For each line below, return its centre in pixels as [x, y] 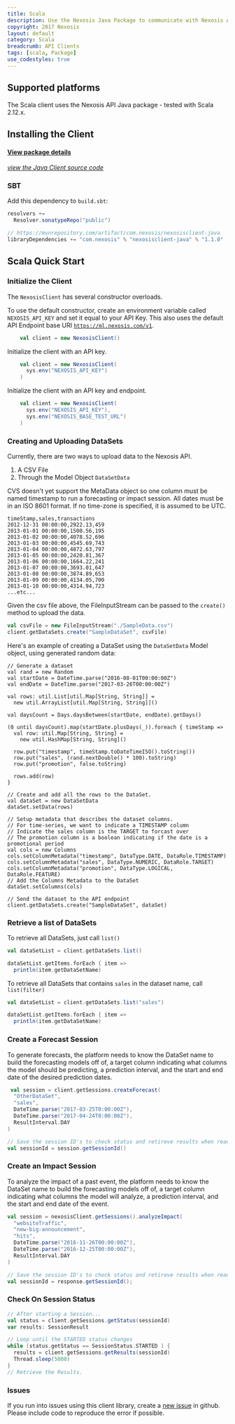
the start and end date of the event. [58, 1204]
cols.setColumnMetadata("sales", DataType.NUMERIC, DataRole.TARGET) [111, 862]
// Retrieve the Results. [45, 1372]
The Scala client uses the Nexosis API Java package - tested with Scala [111, 104]
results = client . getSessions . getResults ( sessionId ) [92, 1353]
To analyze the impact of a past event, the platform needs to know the [108, 1181]
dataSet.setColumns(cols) [45, 887]
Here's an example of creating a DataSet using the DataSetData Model [108, 645]
